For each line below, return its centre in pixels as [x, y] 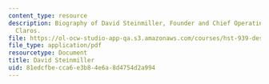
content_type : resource [48, 16]
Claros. [28, 30]
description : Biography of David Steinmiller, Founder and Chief [119, 23]
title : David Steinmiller [51, 61]
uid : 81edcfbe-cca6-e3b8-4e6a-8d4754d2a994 [82, 68]
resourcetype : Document [48, 53]
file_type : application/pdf [55, 46]
